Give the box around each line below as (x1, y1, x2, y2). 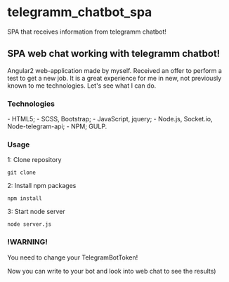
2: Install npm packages (7, 182, 77, 190)
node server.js (7, 221, 52, 228)
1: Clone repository (7, 156, 62, 164)
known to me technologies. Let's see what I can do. (7, 81, 157, 90)
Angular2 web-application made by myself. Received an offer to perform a (7, 66, 223, 74)
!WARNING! (7, 237, 48, 247)
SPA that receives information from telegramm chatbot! (7, 27, 167, 36)
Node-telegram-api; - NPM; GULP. (7, 122, 107, 130)
